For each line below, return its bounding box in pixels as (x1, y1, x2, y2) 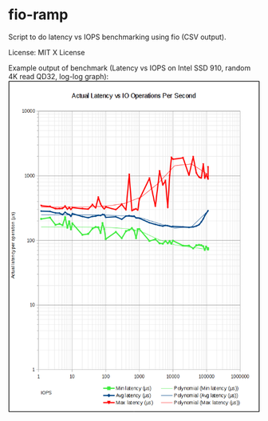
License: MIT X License (8, 47, 85, 57)
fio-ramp (8, 6, 69, 24)
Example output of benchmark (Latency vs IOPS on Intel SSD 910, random (8, 62, 251, 73)
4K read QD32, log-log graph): (8, 71, 109, 81)
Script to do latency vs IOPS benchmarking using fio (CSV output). (8, 32, 227, 42)
